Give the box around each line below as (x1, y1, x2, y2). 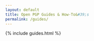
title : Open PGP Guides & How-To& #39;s (5, 12, 89, 17)
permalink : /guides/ (5, 16, 49, 21)
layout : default (5, 7, 39, 12)
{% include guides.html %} (5, 30, 62, 36)
